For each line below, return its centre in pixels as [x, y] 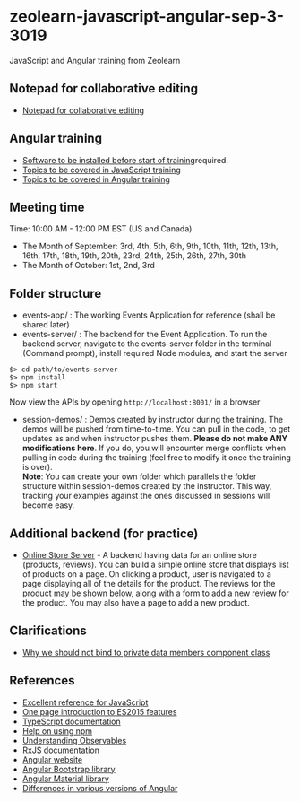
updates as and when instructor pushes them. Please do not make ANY [155, 439]
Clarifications [48, 631]
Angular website [52, 759]
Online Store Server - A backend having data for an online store [139, 555]
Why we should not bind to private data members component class [146, 652]
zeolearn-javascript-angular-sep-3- [147, 17]
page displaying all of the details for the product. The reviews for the [149, 584]
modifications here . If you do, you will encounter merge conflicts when [154, 448]
